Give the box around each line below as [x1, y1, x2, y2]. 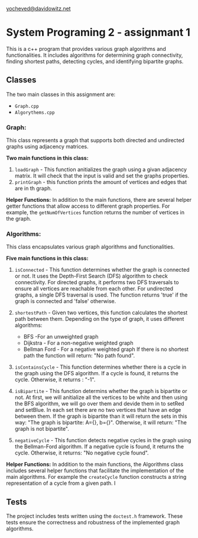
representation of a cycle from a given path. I [6, 479, 116, 487]
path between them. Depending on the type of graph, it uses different [14, 315, 184, 323]
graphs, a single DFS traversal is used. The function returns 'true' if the [14, 291, 188, 298]
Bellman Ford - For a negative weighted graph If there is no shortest [23, 346, 189, 353]
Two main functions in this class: [6, 154, 89, 162]
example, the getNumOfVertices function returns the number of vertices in [6, 209, 185, 216]
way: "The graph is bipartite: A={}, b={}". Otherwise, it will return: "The [14, 419, 187, 426]
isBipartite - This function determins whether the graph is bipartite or [14, 388, 187, 395]
